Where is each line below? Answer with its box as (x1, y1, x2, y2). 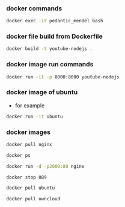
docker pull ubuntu (6, 185, 55, 191)
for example (14, 101, 45, 109)
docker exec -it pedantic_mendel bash (6, 18, 103, 24)
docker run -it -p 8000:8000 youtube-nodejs (6, 74, 120, 80)
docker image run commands (6, 60, 94, 69)
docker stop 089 (6, 174, 47, 180)
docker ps (6, 152, 31, 158)
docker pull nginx (6, 141, 52, 147)
